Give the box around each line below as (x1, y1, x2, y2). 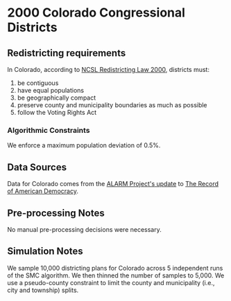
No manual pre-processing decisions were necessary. (7, 225, 162, 233)
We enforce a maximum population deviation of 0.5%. (7, 141, 161, 149)
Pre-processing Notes (7, 207, 105, 219)
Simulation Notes (7, 246, 83, 257)
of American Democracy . (7, 187, 78, 195)
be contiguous (17, 79, 59, 87)
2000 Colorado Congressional (7, 5, 186, 21)
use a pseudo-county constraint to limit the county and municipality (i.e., (7, 278, 215, 286)
